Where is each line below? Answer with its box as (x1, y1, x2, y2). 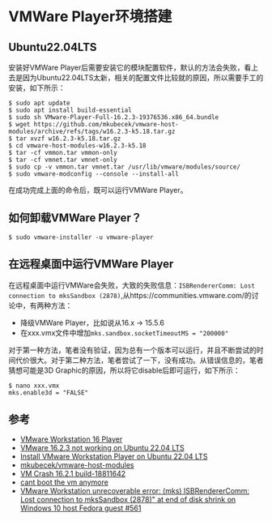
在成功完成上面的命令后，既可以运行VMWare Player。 (8, 186, 188, 194)
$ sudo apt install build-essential (8, 106, 132, 114)
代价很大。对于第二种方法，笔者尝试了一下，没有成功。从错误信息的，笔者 (15, 355, 264, 365)
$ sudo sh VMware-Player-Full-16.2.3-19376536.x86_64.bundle (8, 113, 219, 122)
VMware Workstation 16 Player (19, 434, 123, 444)
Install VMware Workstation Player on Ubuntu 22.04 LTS (19, 451, 208, 462)
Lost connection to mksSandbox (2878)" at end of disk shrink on (19, 495, 236, 505)
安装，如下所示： (8, 83, 66, 92)
